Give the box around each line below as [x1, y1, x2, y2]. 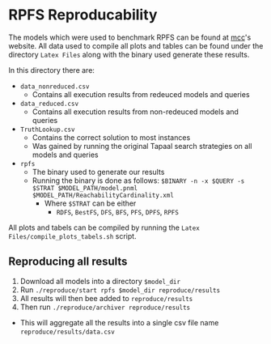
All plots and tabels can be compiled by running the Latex [8, 223, 200, 232]
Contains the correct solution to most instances [32, 132, 191, 142]
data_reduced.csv [19, 100, 79, 108]
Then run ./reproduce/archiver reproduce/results [19, 302, 191, 312]
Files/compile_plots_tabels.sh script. [8, 231, 137, 240]
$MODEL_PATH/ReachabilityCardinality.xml [32, 191, 174, 199]
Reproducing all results [8, 255, 128, 269]
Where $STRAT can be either [44, 198, 137, 208]
